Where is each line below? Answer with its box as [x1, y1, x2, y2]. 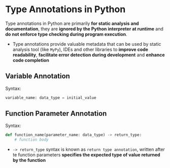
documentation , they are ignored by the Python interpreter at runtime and [5, 25, 164, 31]
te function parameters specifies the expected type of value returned [12, 152, 161, 158]
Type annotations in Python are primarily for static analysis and [5, 20, 139, 26]
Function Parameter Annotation [5, 109, 107, 118]
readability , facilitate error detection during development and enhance [12, 52, 165, 58]
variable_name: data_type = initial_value [5, 95, 96, 100]
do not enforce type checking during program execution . [5, 31, 128, 37]
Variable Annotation [5, 72, 70, 81]
